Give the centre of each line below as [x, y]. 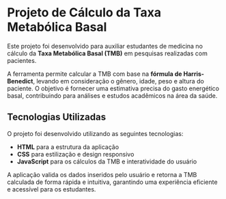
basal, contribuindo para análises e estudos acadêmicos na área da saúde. [112, 95]
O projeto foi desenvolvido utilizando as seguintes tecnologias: [95, 133]
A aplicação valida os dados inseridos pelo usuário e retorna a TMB [102, 174]
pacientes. [22, 60]
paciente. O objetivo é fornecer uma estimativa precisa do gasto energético [113, 88]
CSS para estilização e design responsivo [75, 154]
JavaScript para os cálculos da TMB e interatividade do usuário [107, 161]
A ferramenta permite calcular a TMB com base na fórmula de [95, 74]
